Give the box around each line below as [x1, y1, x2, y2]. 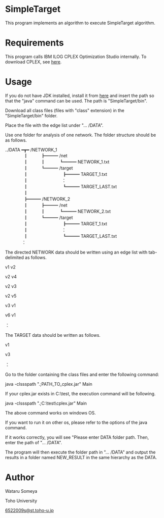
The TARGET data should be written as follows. [5, 332, 101, 338]
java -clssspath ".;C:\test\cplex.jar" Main [5, 400, 87, 406]
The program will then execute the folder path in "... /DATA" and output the [5, 449, 156, 455]
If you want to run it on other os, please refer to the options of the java [5, 419, 148, 425]
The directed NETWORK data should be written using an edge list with [5, 249, 148, 255]
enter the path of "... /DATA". [5, 439, 63, 445]
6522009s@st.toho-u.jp [5, 507, 54, 513]
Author [5, 472, 34, 483]
